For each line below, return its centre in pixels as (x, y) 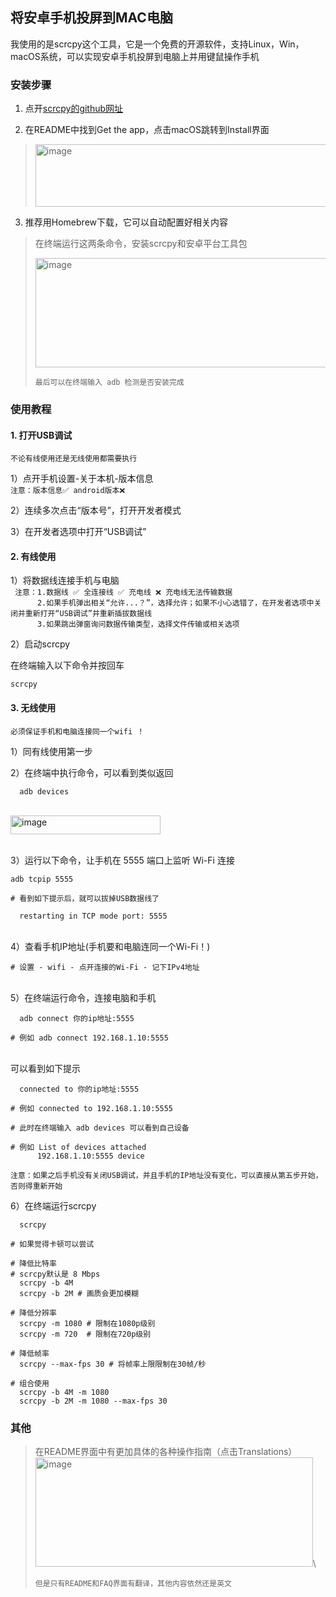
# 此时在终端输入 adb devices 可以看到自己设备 (100, 1128)
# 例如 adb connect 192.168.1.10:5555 (89, 1038)
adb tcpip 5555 (42, 879)
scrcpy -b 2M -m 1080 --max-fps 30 (93, 1401)
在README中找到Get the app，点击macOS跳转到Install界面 (147, 130)
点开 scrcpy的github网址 (74, 109)
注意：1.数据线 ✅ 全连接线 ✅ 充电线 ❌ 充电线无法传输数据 (123, 593)
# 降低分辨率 (33, 1313)
